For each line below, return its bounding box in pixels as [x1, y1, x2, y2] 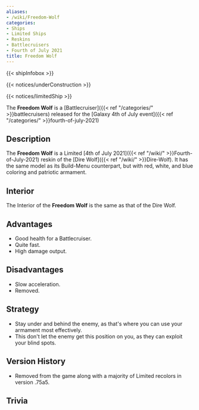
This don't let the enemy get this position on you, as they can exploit [14, 333, 183, 340]
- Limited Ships [6, 31, 46, 37]
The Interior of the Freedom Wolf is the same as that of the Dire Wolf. [6, 202, 177, 209]
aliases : [6, 8, 28, 15]
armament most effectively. [14, 326, 82, 334]
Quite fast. [14, 241, 41, 249]
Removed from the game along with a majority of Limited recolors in [14, 372, 182, 379]
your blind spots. [14, 339, 57, 346]
